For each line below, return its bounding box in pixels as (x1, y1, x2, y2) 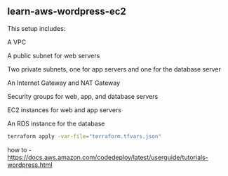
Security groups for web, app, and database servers (7, 92, 159, 100)
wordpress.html (7, 161, 53, 169)
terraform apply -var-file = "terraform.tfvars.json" (7, 133, 161, 140)
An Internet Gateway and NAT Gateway (7, 79, 121, 87)
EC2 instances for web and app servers (7, 105, 121, 114)
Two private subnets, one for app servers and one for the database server (7, 65, 222, 73)
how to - (7, 145, 32, 154)
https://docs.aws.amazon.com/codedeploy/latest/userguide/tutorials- (7, 153, 208, 161)
